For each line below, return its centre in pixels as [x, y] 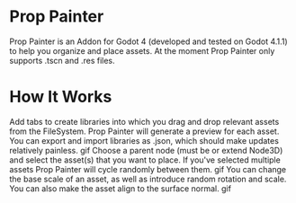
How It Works [61, 97]
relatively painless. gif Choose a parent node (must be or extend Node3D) [146, 150]
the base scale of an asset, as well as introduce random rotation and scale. [148, 179]
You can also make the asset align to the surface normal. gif [121, 188]
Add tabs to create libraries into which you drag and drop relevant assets [144, 121]
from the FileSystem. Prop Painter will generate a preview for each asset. [144, 131]
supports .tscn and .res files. [62, 60]
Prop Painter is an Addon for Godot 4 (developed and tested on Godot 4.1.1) [148, 41]
